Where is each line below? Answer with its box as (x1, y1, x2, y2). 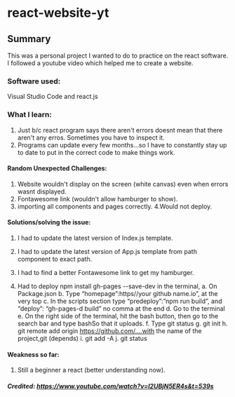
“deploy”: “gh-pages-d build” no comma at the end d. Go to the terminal (17, 304, 226, 313)
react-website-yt (7, 5, 109, 21)
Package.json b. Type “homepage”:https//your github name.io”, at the (17, 290, 218, 297)
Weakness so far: (7, 350, 60, 358)
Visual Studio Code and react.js (7, 93, 98, 101)
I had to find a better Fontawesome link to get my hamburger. (17, 269, 194, 276)
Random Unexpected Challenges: (7, 164, 107, 173)
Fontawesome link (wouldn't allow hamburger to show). (17, 194, 178, 203)
